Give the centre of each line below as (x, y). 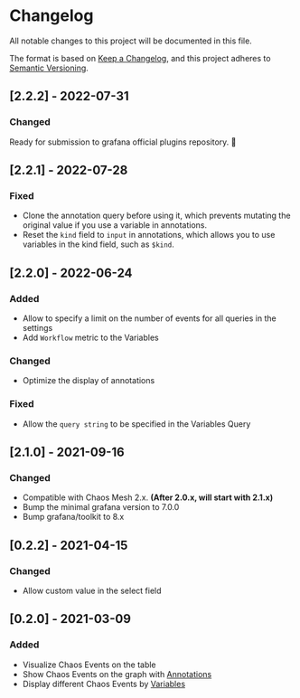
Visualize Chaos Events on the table (89, 665)
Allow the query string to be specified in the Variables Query (136, 424)
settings (37, 328)
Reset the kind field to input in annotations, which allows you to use (149, 235)
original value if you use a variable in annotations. (115, 225)
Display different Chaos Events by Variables (104, 684)
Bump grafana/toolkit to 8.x (73, 517)
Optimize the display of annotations (89, 381)
